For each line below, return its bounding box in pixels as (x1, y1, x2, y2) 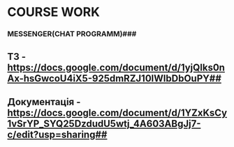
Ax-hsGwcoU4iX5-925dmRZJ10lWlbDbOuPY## (7, 72, 222, 84)
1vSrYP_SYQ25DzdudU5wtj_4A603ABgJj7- (7, 118, 201, 130)
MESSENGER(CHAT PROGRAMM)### (7, 29, 137, 39)
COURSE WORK (7, 4, 100, 20)
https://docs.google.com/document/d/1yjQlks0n (7, 61, 226, 73)
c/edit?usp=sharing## (7, 128, 108, 140)
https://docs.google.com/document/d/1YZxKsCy (7, 107, 228, 118)
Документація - (7, 95, 81, 108)
